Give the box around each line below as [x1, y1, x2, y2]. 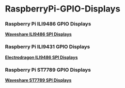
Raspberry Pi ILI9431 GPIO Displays [5, 43, 90, 50]
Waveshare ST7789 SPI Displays [5, 77, 72, 83]
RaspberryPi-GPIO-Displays [5, 3, 121, 14]
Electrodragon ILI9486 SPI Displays [5, 54, 78, 60]
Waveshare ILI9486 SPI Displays [5, 31, 72, 37]
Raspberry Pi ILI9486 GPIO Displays [5, 21, 91, 27]
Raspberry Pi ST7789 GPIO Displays [5, 66, 91, 73]
